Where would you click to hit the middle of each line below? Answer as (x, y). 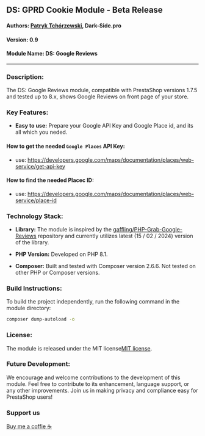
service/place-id (36, 200)
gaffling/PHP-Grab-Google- (148, 230)
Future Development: (38, 364)
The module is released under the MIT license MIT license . (79, 348)
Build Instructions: (34, 288)
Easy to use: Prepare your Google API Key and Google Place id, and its (104, 126)
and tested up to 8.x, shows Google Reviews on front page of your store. (98, 96)
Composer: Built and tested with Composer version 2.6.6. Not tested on (106, 266)
